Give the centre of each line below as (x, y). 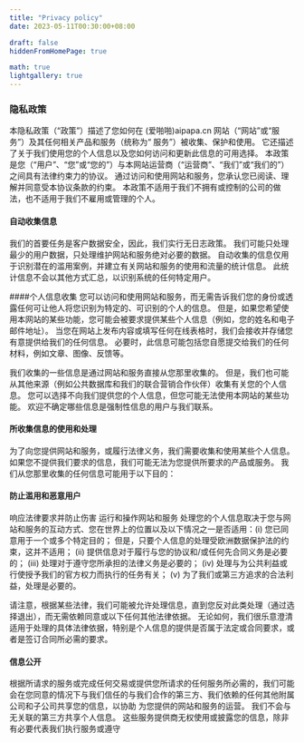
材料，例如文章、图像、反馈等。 (69, 353)
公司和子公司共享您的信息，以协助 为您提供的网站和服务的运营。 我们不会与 (150, 706)
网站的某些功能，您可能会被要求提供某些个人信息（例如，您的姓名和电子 (160, 319)
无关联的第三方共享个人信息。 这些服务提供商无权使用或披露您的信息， (141, 718)
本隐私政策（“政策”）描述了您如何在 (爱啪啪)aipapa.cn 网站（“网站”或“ (141, 131)
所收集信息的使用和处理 (53, 429)
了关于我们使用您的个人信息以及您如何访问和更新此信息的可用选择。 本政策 (149, 153)
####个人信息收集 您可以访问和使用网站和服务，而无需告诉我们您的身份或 (147, 297)
